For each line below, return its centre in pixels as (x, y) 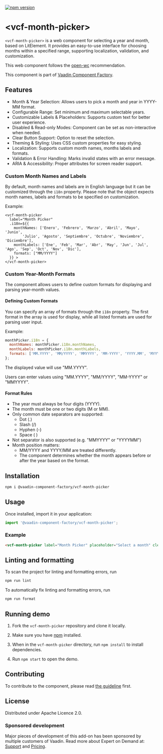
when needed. (26, 132)
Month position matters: (36, 445)
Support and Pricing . (26, 746)
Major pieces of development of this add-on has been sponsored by (73, 736)
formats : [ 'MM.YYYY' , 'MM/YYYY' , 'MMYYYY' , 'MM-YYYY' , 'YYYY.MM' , (78, 354)
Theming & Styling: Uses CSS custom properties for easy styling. (77, 143)
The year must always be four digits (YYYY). (56, 404)
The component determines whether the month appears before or (85, 455)
